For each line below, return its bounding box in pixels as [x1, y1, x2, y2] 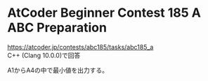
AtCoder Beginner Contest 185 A [7, 5, 202, 21]
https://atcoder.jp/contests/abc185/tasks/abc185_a [7, 43, 154, 51]
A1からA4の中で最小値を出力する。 [7, 66, 109, 74]
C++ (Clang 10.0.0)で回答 [7, 51, 81, 59]
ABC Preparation [7, 20, 108, 36]
